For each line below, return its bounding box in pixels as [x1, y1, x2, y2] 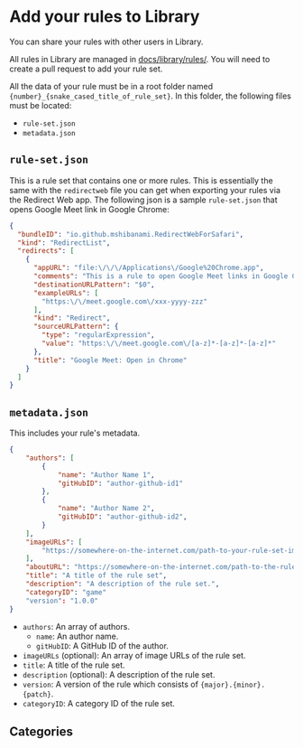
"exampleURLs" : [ [32, 288, 99, 297]
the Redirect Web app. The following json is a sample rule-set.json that [9, 194, 278, 205]
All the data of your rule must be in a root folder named [9, 80, 214, 91]
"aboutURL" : [25, 563, 70, 572]
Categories [9, 724, 74, 739]
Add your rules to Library [9, 6, 200, 27]
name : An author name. [35, 631, 119, 641]
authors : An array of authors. [22, 621, 131, 631]
